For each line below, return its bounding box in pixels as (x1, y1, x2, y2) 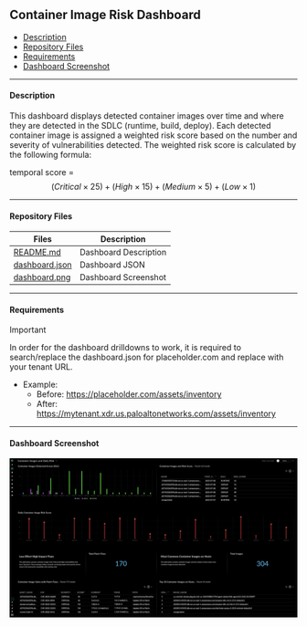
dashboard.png (13, 272, 71, 283)
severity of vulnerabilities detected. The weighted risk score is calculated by (9, 140, 297, 151)
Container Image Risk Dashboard (9, 7, 201, 23)
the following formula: (9, 150, 92, 161)
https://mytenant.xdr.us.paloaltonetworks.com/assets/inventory (36, 408, 277, 419)
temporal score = (9, 167, 75, 178)
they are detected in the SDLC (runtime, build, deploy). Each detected (9, 120, 271, 131)
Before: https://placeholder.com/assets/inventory (36, 389, 222, 400)
